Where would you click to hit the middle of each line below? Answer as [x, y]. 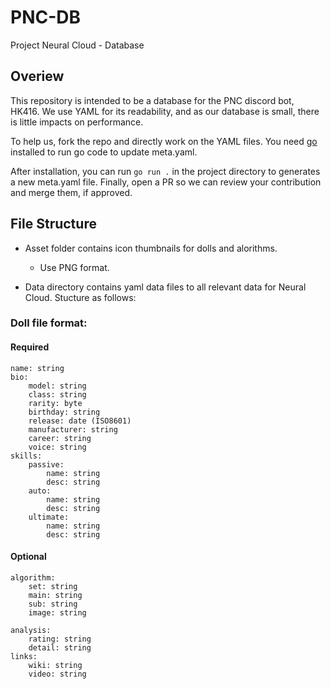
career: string [60, 438]
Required [30, 347]
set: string [53, 586]
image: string [57, 612]
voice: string [57, 447]
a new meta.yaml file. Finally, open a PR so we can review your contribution [166, 182]
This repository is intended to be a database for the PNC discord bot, [152, 100]
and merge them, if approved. [71, 192]
